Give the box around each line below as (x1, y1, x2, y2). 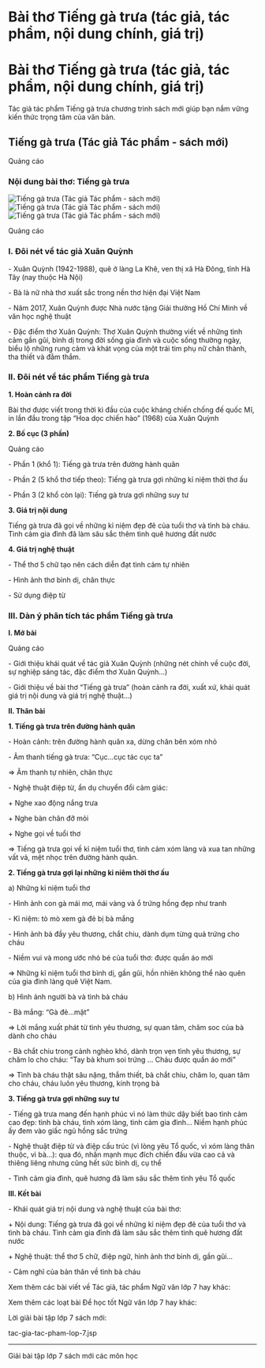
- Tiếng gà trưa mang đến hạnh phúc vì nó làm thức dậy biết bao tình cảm (8, 1109, 248, 1119)
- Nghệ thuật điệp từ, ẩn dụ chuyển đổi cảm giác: (8, 783, 168, 793)
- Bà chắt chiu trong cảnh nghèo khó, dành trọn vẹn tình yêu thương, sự (8, 1047, 241, 1056)
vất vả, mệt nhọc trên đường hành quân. (8, 853, 139, 862)
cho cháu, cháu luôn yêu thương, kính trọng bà (8, 1078, 160, 1088)
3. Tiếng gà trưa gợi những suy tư (8, 1094, 120, 1104)
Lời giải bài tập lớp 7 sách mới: (8, 1313, 107, 1323)
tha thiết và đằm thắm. (8, 352, 81, 362)
